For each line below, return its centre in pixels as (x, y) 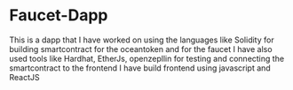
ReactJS (24, 77)
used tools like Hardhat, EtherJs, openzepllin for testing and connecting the (147, 58)
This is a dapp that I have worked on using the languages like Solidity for (142, 40)
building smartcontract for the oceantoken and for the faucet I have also (141, 49)
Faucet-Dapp (59, 15)
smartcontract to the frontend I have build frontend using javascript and (140, 68)
